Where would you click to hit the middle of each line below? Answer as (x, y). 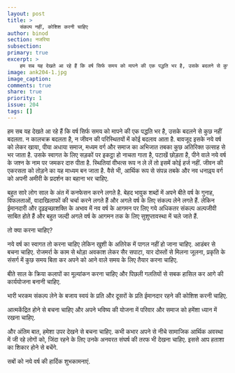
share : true (24, 92)
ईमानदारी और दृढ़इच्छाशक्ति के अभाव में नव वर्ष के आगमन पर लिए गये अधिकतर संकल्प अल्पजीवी (112, 208)
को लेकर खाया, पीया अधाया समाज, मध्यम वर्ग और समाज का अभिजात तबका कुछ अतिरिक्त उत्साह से (116, 147)
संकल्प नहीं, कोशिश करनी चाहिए (54, 27)
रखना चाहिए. (21, 317)
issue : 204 (23, 105)
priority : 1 (24, 99)
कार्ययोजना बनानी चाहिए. (34, 281)
